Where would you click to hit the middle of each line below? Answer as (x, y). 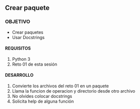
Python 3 (21, 59)
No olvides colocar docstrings (42, 96)
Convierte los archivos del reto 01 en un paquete (60, 86)
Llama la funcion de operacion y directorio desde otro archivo (74, 91)
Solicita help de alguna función (43, 101)
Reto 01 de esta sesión (34, 64)
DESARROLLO (19, 75)
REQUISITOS (18, 48)
